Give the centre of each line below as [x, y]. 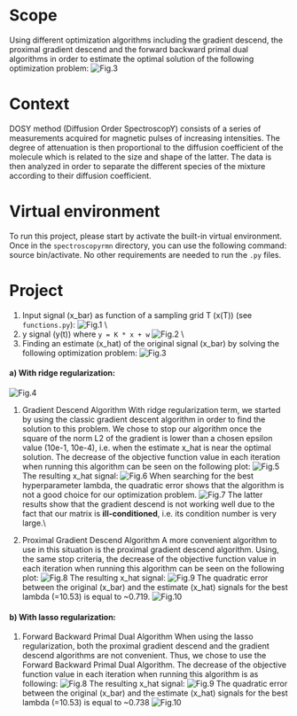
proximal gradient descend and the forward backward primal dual [129, 49]
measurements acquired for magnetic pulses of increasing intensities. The [145, 137]
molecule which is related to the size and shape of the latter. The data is [141, 157]
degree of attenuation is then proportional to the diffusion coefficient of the [146, 147]
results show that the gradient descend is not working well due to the [148, 504]
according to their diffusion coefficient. [81, 175]
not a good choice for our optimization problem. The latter [142, 494]
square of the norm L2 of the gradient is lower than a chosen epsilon [147, 438]
